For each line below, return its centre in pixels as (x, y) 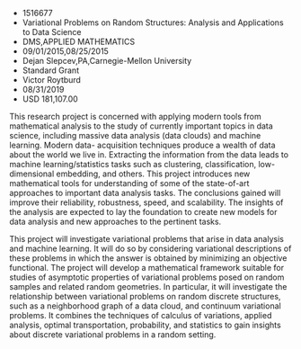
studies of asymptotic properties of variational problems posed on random (147, 277)
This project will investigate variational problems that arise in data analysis (147, 239)
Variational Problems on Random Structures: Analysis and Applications (153, 22)
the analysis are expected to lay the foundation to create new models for (143, 212)
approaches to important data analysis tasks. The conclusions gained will (145, 193)
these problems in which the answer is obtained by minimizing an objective (148, 258)
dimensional (32, 174)
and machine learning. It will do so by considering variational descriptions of (150, 248)
